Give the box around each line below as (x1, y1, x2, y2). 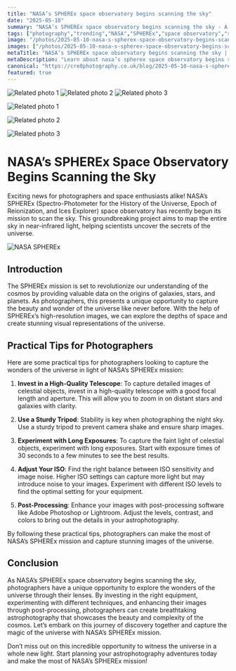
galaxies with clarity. (17, 402, 77, 410)
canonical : (7, 63, 39, 70)
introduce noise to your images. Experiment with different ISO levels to (17, 480, 222, 488)
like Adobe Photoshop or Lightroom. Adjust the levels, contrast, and (17, 509, 214, 517)
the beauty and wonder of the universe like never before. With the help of (7, 304, 220, 313)
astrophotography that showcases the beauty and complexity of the (7, 613, 204, 622)
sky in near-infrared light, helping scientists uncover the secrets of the (7, 222, 211, 230)
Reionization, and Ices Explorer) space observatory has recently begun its (7, 207, 221, 215)
